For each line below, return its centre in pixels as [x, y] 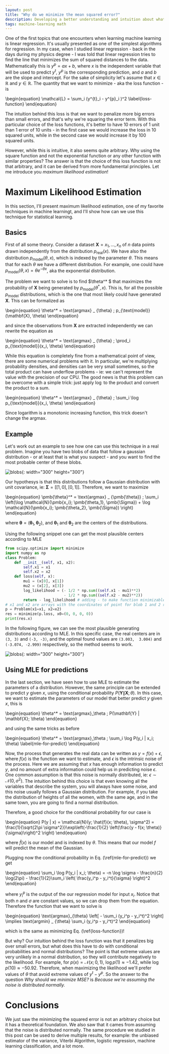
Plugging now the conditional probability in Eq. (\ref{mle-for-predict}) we [81, 858]
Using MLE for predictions [47, 670]
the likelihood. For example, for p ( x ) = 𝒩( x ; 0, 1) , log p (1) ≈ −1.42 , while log [82, 962]
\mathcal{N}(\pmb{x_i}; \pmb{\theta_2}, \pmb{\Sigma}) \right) [69, 508]
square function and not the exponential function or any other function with [83, 156]
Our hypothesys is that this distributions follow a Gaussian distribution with [82, 482]
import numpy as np [26, 553]
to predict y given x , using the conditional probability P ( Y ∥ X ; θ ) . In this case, [84, 693]
